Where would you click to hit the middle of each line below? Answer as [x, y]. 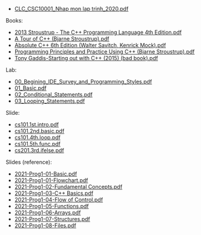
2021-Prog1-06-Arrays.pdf [48, 213]
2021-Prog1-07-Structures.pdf [52, 219]
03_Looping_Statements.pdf [50, 101]
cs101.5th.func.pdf [38, 144]
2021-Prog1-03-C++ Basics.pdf [54, 193]
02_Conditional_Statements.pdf [54, 94]
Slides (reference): [29, 162]
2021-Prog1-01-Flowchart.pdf [51, 180]
